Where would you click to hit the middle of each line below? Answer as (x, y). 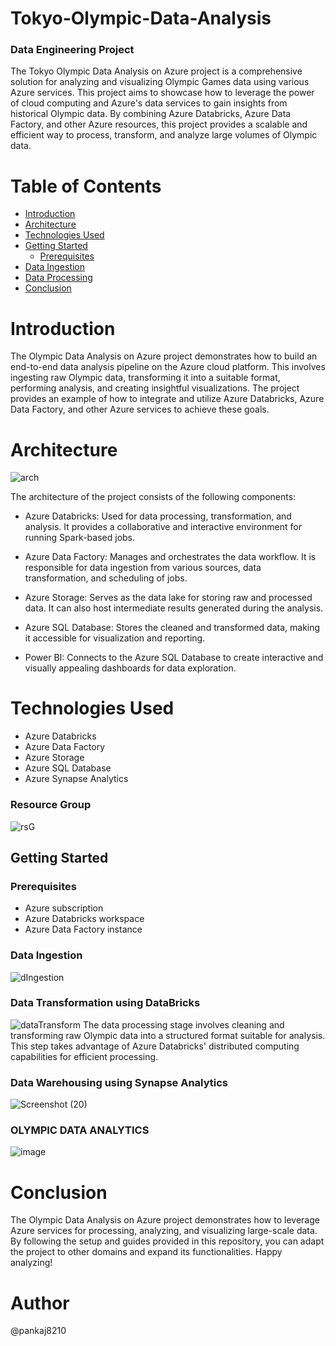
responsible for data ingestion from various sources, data (143, 568)
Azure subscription (64, 908)
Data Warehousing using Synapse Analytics (119, 1082)
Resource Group (51, 805)
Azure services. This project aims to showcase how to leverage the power (162, 93)
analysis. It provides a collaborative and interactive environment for (163, 527)
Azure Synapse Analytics (76, 779)
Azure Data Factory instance (83, 929)
